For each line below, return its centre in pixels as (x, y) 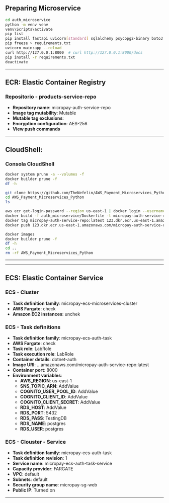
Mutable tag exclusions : (38, 118)
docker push (18, 225)
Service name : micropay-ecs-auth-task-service (62, 464)
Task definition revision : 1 (40, 458)
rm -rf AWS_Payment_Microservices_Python (49, 253)
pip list (14, 34)
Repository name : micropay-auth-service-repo (62, 108)
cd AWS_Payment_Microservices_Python (45, 197)
